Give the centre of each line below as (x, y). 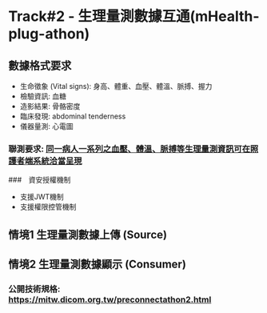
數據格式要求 (40, 65)
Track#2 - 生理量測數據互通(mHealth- (134, 16)
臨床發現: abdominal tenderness (73, 116)
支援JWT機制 (42, 197)
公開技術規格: (34, 289)
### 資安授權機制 (40, 180)
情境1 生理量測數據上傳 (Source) (88, 234)
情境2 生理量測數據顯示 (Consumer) (97, 265)
